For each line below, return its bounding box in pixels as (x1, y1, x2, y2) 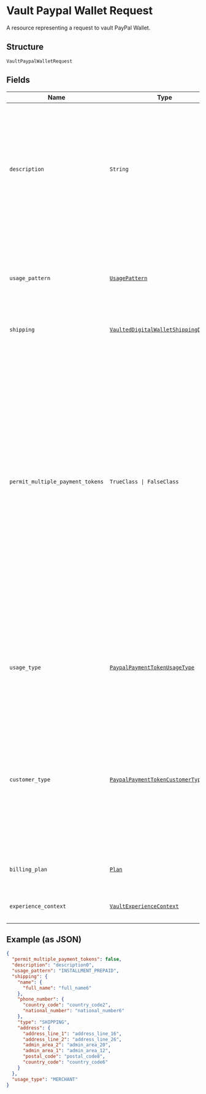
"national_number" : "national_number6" (22, 1008, 124, 1014)
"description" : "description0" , (12, 962, 95, 968)
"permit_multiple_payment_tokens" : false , (12, 956, 122, 963)
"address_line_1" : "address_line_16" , (22, 1030, 122, 1037)
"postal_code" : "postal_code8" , (22, 1053, 105, 1060)
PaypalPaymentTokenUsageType (109, 664, 195, 671)
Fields (6, 75, 31, 85)
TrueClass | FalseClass (109, 478, 179, 485)
